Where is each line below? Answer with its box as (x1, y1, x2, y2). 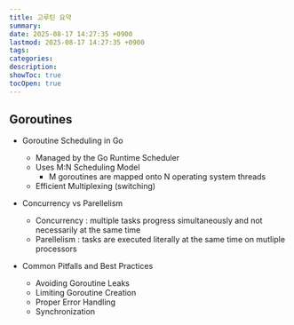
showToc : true (9, 71, 62, 80)
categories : (9, 54, 53, 63)
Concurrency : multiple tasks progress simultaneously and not (35, 215, 263, 226)
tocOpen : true (9, 79, 62, 88)
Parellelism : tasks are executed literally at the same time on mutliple (35, 234, 286, 245)
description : (9, 63, 58, 72)
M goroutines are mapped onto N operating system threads (48, 171, 266, 182)
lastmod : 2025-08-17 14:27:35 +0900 (9, 37, 145, 47)
